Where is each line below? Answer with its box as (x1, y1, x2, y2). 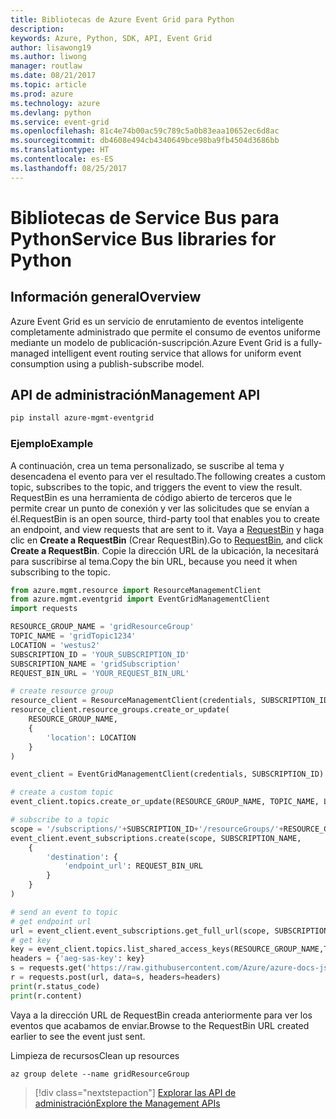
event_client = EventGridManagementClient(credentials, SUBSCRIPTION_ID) (10, 769, 325, 780)
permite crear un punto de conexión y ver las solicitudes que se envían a (10, 502, 310, 514)
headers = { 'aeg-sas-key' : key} (10, 954, 145, 964)
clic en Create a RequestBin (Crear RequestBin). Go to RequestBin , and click (10, 534, 323, 546)
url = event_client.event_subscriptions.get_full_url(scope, (10, 926, 271, 936)
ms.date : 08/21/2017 (10, 71, 97, 81)
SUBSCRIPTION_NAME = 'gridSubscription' (10, 659, 182, 669)
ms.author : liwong (10, 52, 87, 62)
